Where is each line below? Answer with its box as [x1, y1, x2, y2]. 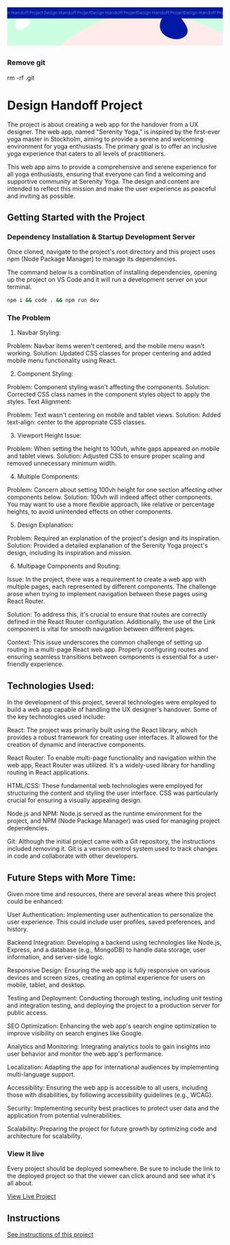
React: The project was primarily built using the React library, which [7, 726, 198, 735]
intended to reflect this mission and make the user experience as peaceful [7, 184, 216, 193]
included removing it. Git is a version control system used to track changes [7, 845, 218, 853]
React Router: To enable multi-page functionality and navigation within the [7, 754, 217, 762]
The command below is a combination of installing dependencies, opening [7, 268, 217, 277]
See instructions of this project [7, 1231, 94, 1239]
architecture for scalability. [7, 1131, 83, 1140]
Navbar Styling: [16, 329, 62, 337]
